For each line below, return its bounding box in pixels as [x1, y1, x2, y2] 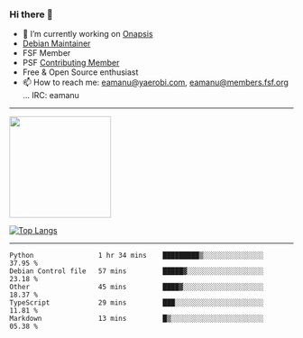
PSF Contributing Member [22, 58, 120, 69]
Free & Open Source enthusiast [22, 67, 139, 78]
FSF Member [22, 48, 71, 59]
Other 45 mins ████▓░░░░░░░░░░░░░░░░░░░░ [9, 283, 264, 292]
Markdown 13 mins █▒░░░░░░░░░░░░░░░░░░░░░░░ [9, 315, 264, 324]
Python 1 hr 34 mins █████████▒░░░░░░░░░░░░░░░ [9, 251, 264, 260]
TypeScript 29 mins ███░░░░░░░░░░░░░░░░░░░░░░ [9, 298, 264, 307]
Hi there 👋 [9, 8, 54, 21]
